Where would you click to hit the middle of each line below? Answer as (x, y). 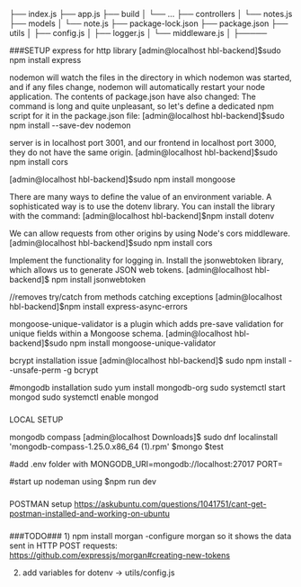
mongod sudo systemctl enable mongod (84, 397)
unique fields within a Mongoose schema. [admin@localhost (121, 334)
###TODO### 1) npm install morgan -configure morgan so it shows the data (150, 536)
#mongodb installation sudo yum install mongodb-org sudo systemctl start (147, 388)
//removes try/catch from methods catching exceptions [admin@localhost (146, 297)
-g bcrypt (81, 370)
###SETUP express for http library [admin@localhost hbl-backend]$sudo (145, 50)
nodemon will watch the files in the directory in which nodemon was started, (150, 77)
